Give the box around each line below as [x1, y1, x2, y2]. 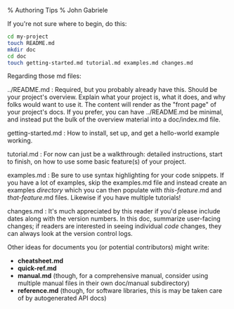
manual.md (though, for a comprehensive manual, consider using [17, 272, 209, 280]
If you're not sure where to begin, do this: [7, 20, 127, 27]
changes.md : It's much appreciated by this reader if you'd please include [7, 207, 221, 216]
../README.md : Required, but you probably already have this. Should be [7, 86, 218, 94]
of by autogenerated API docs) [17, 294, 107, 303]
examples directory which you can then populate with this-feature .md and [7, 186, 222, 195]
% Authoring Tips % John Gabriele [7, 6, 108, 14]
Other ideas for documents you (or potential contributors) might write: [7, 243, 209, 251]
